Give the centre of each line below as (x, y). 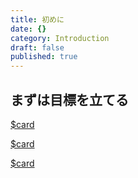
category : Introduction (60, 38)
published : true (44, 57)
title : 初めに (37, 19)
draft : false (37, 47)
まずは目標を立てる (69, 99)
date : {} (28, 29)
